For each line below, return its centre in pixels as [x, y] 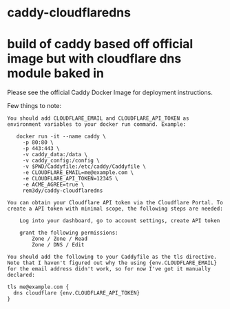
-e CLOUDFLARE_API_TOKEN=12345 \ [70, 179]
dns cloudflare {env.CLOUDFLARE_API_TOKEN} [76, 293]
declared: [21, 275]
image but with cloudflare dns [94, 59]
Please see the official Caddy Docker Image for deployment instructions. [110, 93]
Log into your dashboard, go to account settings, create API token [120, 221]
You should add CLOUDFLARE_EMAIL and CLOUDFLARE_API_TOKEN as [98, 118]
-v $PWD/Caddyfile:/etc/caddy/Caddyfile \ [84, 167]
